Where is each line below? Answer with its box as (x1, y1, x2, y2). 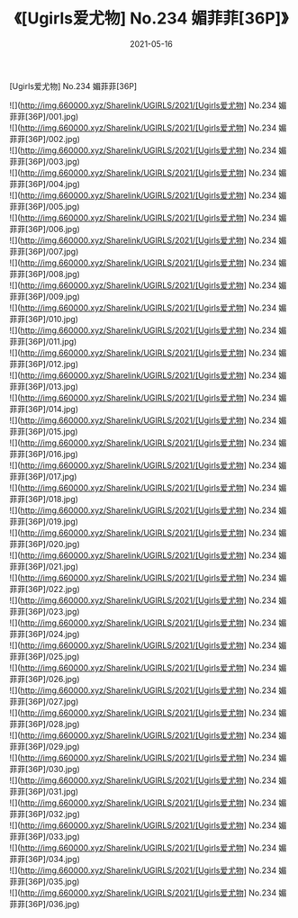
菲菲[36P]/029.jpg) (9, 741, 80, 751)
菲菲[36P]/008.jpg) (9, 268, 81, 279)
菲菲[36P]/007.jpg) (9, 246, 79, 256)
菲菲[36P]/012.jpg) (9, 358, 79, 369)
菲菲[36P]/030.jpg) (9, 763, 81, 774)
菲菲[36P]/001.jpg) (9, 111, 79, 121)
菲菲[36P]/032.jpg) (9, 808, 81, 819)
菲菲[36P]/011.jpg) (9, 336, 77, 346)
